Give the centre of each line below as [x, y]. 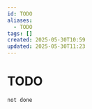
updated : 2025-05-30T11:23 [46, 46]
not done [20, 100]
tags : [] [20, 33]
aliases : [20, 20]
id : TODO [20, 14]
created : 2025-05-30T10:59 [46, 40]
